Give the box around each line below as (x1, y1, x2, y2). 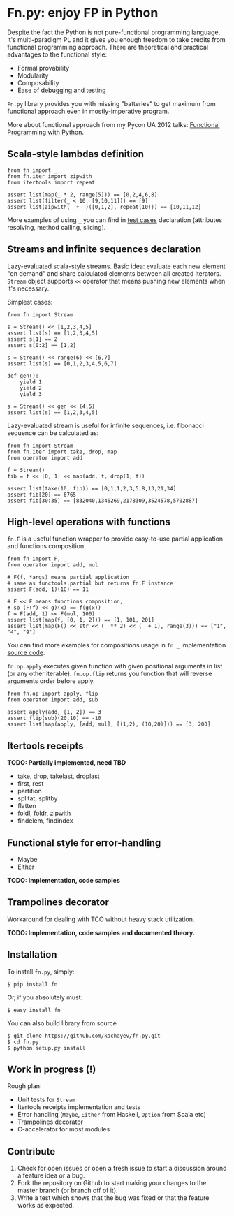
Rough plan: (7, 1082, 42, 1090)
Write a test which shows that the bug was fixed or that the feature (17, 1194, 210, 1202)
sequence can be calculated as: (7, 428, 99, 437)
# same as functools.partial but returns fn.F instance (7, 580, 173, 587)
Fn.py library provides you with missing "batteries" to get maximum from (7, 99, 216, 108)
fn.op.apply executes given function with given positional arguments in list (7, 662, 223, 671)
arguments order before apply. (7, 677, 96, 685)
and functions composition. (7, 542, 86, 550)
